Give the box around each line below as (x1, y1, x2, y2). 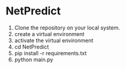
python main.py (14, 56, 54, 63)
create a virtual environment (14, 30, 85, 37)
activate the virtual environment (14, 37, 94, 44)
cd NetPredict (14, 43, 49, 50)
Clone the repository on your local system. (14, 24, 120, 31)
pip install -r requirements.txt (14, 49, 87, 56)
